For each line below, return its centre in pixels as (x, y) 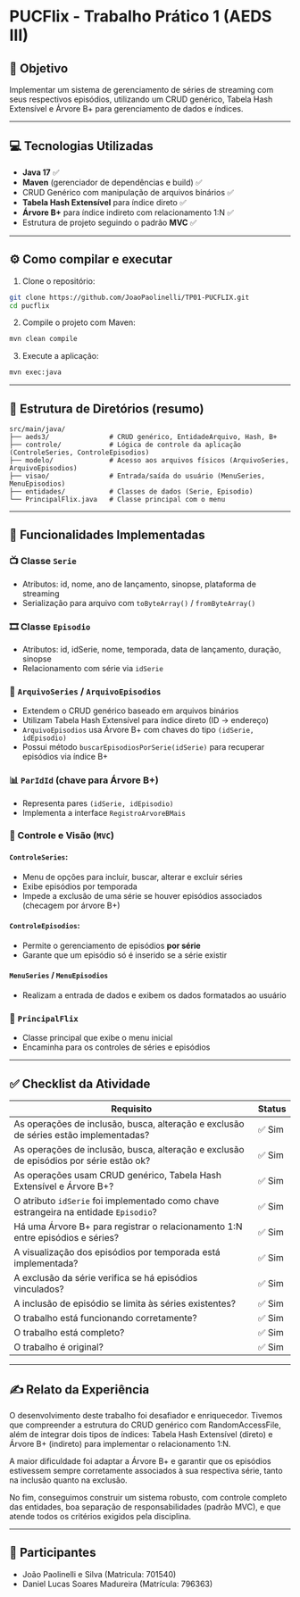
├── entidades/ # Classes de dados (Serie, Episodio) (131, 491)
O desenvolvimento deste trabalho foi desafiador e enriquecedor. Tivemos (146, 1415)
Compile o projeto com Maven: (79, 322)
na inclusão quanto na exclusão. (68, 1480)
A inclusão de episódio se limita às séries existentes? (125, 1303)
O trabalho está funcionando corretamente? (106, 1318)
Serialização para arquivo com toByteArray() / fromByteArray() (139, 603)
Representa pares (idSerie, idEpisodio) (98, 803)
